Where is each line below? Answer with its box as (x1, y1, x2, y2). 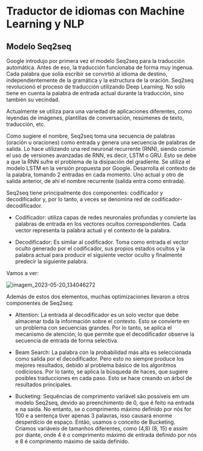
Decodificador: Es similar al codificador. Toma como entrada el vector (14, 238, 189, 246)
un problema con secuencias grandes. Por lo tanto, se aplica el (14, 324, 172, 331)
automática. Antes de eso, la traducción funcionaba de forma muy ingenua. (6, 64, 194, 71)
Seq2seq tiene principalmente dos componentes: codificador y (6, 189, 163, 196)
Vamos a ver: (6, 270, 39, 276)
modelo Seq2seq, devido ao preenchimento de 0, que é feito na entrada (14, 399, 195, 406)
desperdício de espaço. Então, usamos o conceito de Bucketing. (14, 418, 176, 426)
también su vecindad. (6, 96, 60, 103)
